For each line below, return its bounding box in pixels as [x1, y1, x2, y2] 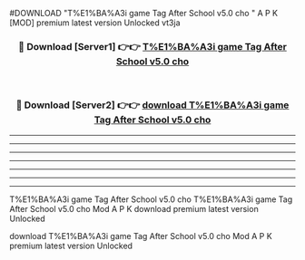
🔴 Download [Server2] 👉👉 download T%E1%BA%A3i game [15, 99, 290, 111]
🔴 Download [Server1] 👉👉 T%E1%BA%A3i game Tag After [17, 40, 288, 53]
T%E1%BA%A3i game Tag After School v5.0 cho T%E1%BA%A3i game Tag [9, 194, 293, 205]
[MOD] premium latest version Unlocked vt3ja [9, 17, 181, 28]
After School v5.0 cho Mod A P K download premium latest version [9, 203, 259, 214]
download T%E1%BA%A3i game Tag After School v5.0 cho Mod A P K [9, 230, 272, 241]
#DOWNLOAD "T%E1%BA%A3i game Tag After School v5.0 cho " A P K [9, 8, 279, 18]
